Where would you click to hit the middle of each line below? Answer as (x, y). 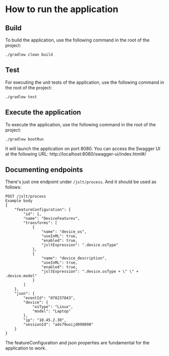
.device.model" (21, 276)
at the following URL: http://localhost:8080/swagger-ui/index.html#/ (76, 154)
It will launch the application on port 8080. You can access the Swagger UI (83, 148)
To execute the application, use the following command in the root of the (81, 124)
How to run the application (62, 9)
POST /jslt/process (26, 196)
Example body (19, 201)
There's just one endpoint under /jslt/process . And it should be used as (81, 182)
